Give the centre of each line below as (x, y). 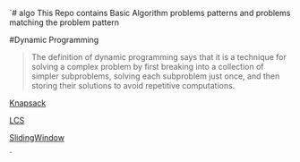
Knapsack (28, 103)
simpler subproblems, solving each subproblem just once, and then (155, 76)
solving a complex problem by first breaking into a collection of (147, 67)
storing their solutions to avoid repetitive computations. (133, 85)
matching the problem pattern (64, 22)
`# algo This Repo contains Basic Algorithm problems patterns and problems (150, 13)
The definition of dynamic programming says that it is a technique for (159, 57)
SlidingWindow (37, 137)
